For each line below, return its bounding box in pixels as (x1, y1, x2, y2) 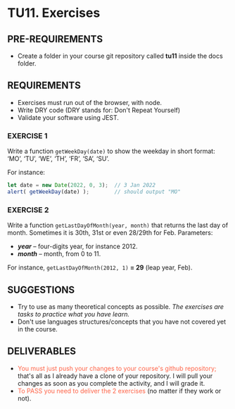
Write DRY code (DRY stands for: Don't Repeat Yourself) (17, 106, 181, 114)
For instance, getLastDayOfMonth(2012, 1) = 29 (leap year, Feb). (7, 263, 193, 272)
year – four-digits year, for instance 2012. (17, 242, 139, 251)
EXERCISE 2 (7, 204, 49, 214)
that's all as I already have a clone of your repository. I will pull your (17, 372, 213, 380)
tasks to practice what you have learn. (17, 310, 130, 318)
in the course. (17, 324, 58, 333)
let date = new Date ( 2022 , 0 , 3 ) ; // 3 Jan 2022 (7, 182, 156, 189)
